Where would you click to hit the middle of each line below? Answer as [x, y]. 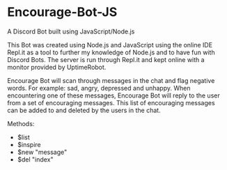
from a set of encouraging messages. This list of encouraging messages [111, 102]
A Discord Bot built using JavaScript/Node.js [71, 31]
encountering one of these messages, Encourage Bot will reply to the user [114, 95]
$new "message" [42, 152]
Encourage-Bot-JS [62, 12]
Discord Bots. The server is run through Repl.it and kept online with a [106, 59]
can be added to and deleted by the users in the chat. [84, 110]
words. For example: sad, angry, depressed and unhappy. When [99, 88]
